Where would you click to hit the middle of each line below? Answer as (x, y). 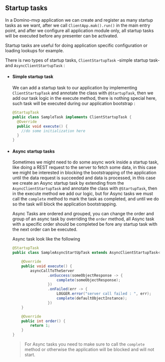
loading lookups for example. (34, 50)
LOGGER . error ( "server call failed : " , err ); (104, 294)
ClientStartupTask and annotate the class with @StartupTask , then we (83, 93)
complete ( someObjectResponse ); (88, 280)
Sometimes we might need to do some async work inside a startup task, (85, 162)
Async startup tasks (33, 151)
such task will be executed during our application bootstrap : (74, 104)
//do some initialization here (53, 131)
